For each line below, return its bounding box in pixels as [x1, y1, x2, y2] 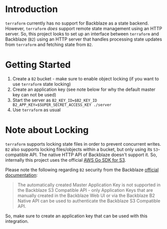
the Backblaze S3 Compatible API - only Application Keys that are [17, 187, 153, 193]
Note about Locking [5, 125, 89, 136]
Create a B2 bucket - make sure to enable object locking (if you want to [12, 75, 159, 81]
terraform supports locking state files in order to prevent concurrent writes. [5, 141, 161, 147]
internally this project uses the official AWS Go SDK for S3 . [5, 157, 126, 163]
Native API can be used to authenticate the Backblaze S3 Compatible [17, 197, 160, 204]
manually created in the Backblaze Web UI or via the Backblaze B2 [17, 192, 155, 198]
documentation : [5, 172, 38, 178]
